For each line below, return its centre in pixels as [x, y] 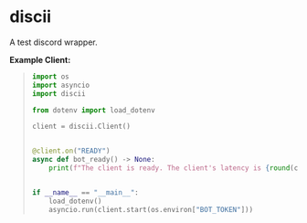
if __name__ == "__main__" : [85, 192]
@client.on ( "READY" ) [71, 151]
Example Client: [40, 59]
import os [51, 76]
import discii [58, 93]
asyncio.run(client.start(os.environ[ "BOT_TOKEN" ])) [151, 209]
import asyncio [61, 85]
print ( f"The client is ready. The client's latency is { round [169, 168]
